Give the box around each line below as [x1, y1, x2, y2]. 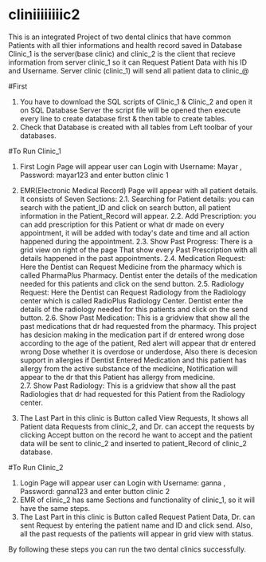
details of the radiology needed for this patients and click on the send [19, 304, 248, 314]
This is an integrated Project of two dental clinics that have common [8, 32, 232, 42]
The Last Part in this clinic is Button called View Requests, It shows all [19, 413, 248, 422]
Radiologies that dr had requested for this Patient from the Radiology [19, 389, 245, 398]
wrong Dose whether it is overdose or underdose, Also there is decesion [19, 346, 257, 356]
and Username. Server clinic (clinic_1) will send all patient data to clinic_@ [8, 65, 249, 75]
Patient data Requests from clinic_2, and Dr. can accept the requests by [19, 421, 255, 431]
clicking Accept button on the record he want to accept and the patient [19, 429, 253, 440]
